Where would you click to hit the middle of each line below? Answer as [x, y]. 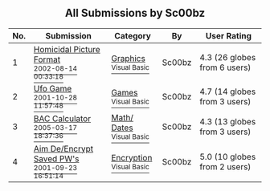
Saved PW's [56, 158]
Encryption [132, 157]
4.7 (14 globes [228, 91]
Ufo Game [53, 88]
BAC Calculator [62, 118]
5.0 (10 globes [228, 156]
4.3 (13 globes [228, 121]
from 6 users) [225, 67]
